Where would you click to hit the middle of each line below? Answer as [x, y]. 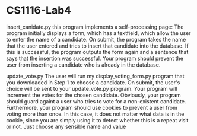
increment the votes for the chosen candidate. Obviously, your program [93, 95]
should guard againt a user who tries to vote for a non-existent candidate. [96, 101]
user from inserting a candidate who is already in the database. [83, 64]
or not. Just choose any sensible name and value [66, 126]
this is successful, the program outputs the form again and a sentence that [97, 52]
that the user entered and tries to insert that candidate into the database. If [97, 46]
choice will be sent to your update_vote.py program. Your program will [92, 88]
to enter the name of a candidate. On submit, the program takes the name [96, 39]
